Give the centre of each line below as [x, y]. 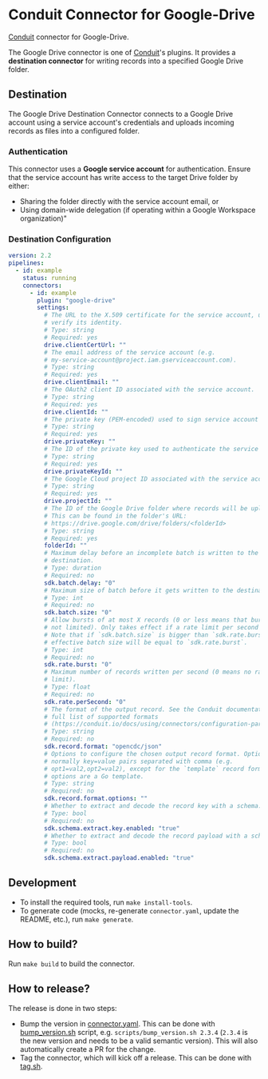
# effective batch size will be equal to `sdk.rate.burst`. [146, 642]
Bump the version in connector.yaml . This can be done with [117, 1023]
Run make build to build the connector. [72, 963]
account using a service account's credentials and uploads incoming [121, 122]
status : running [50, 278]
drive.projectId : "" [78, 502]
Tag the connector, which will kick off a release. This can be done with [136, 1057]
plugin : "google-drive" [76, 300]
